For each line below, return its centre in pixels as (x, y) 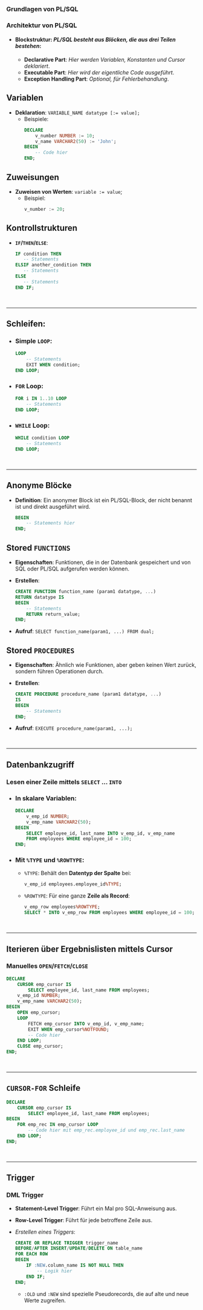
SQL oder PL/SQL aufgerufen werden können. (72, 569)
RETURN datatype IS (40, 597)
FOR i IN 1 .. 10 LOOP (41, 399)
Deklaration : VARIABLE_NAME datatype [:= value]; (77, 112)
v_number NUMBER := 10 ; (65, 136)
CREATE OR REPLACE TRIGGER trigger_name (66, 1243)
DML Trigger (25, 1195)
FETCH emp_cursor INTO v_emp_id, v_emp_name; (86, 1024)
